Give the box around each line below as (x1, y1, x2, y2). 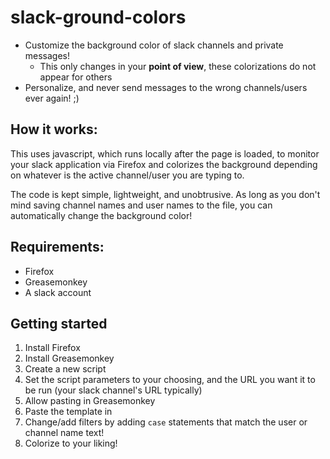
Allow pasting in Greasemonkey (24, 395, 156, 407)
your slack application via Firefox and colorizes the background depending (10, 158, 318, 170)
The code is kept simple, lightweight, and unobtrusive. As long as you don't (10, 188, 321, 200)
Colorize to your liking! (24, 437, 118, 450)
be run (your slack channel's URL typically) (24, 384, 203, 396)
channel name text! (24, 427, 105, 439)
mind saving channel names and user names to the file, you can (10, 199, 273, 211)
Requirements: (10, 239, 105, 256)
